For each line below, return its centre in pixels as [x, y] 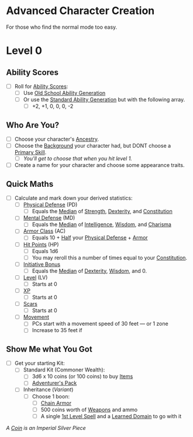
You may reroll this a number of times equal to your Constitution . [110, 257]
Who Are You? [33, 125]
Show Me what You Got [49, 349]
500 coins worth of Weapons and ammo [89, 409]
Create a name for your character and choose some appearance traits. [99, 165]
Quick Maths [30, 184]
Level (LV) [35, 277]
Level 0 [24, 51]
